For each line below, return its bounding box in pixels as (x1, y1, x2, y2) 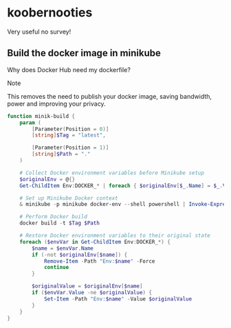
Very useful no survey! (7, 27, 71, 36)
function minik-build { (7, 113, 76, 119)
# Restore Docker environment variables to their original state (19, 232, 211, 239)
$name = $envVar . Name (32, 245, 94, 252)
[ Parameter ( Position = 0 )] (32, 126, 109, 132)
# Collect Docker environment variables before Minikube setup (19, 169, 205, 176)
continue (43, 264, 69, 271)
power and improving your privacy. (7, 99, 106, 108)
